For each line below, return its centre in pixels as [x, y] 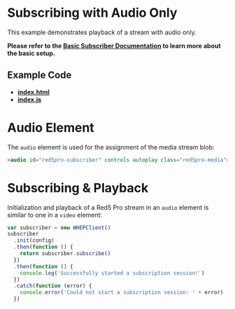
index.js [29, 99]
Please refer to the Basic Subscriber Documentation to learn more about [114, 45]
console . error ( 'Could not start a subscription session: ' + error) [122, 293]
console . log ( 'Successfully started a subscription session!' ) [112, 273]
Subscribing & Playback [78, 188]
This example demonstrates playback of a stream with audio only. [102, 32]
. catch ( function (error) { [53, 286]
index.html [34, 92]
